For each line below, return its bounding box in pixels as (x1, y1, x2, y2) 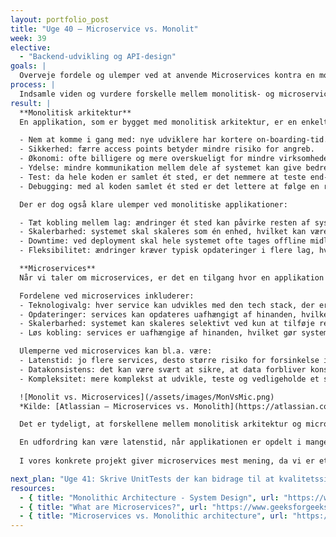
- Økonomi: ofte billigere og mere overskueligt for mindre (19, 154, 275, 164)
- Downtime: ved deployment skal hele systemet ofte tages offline (19, 236, 307, 246)
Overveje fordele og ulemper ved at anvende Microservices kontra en (19, 71, 315, 81)
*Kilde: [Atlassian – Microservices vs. (19, 401, 190, 411)
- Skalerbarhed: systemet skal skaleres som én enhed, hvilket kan (19, 227, 307, 237)
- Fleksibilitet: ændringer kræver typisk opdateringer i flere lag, (19, 246, 315, 256)
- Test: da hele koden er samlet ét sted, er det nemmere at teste (19, 172, 307, 182)
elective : (10, 42, 52, 53)
